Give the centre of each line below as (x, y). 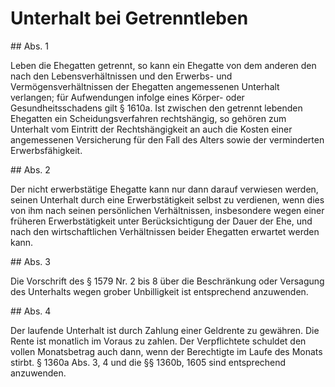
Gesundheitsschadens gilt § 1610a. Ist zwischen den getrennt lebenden (156, 108)
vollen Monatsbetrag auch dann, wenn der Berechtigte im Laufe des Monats (166, 351)
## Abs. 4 (31, 311)
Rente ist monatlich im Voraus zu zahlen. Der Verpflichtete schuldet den (158, 341)
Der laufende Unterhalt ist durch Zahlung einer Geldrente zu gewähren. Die (165, 330)
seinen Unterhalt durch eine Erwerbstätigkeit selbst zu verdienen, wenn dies (167, 199)
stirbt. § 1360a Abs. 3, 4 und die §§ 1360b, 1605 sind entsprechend (148, 362)
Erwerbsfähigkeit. (46, 150)
